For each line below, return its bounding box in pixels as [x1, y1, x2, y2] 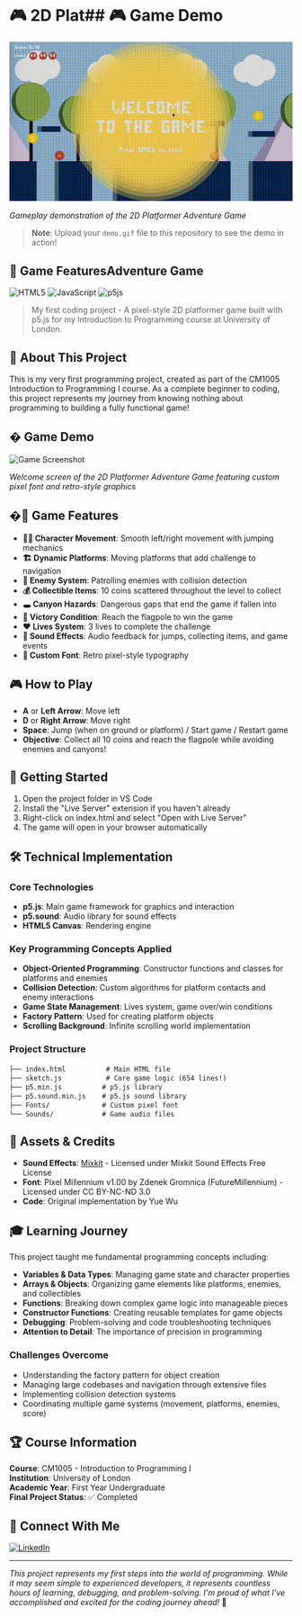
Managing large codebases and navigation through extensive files [22, 1378, 267, 1389]
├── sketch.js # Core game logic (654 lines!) [9, 1073, 227, 1082]
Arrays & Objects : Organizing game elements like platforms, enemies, [22, 1279, 281, 1289]
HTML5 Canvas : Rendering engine [22, 920, 152, 930]
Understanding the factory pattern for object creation [22, 1369, 220, 1380]
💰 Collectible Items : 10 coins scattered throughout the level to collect [22, 585, 281, 596]
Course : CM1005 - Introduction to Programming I [9, 1463, 191, 1474]
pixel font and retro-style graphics [9, 480, 137, 491]
